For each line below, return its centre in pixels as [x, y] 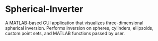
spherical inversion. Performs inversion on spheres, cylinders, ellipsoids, [79, 28]
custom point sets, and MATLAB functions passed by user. [65, 33]
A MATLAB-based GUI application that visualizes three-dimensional [74, 23]
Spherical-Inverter [44, 9]
